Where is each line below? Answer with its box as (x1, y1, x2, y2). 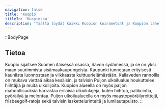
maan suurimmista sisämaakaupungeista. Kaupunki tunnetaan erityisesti (5, 67, 151, 73)
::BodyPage (5, 34, 28, 40)
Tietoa (5, 49, 26, 57)
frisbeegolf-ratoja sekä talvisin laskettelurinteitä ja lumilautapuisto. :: (5, 98, 143, 104)
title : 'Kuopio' (5, 12, 38, 17)
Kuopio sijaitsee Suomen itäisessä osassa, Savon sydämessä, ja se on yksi (5, 62, 156, 68)
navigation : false (5, 7, 43, 12)
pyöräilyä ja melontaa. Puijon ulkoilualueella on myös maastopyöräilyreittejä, (5, 93, 159, 99)
